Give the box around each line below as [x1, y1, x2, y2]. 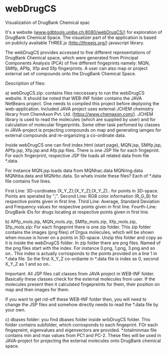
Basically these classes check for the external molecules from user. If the [5, 276, 156, 282]
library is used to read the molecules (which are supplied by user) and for [5, 116, 156, 122]
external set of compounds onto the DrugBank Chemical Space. [5, 70, 136, 76]
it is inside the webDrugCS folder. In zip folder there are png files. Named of [5, 240, 161, 246]
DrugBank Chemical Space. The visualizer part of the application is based [5, 34, 157, 40]
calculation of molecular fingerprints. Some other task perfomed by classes [5, 122, 161, 128]
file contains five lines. [5, 178, 51, 184]
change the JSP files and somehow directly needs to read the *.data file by [5, 301, 159, 307]
